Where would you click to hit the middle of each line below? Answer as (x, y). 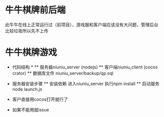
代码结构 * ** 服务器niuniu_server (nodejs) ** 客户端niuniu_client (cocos (85, 67)
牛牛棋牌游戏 (31, 53)
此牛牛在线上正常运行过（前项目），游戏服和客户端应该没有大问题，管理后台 (82, 25)
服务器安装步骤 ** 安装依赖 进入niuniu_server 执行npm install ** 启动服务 (86, 84)
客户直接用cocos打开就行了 (40, 99)
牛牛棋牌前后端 (35, 10)
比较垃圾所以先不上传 (27, 30)
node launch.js (27, 89)
